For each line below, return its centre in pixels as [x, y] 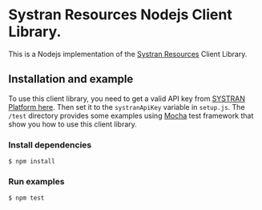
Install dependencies [50, 144]
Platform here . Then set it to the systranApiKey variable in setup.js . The [127, 107]
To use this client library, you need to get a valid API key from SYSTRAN [127, 99]
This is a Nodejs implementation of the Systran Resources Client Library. [128, 54]
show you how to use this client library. [73, 124]
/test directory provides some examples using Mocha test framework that [131, 115]
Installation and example [71, 79]
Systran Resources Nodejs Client [120, 15]
